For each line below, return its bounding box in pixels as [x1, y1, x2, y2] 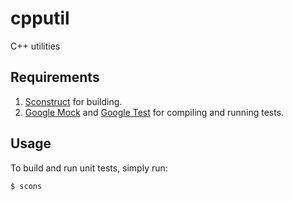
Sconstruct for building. [24, 95, 123, 107]
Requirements [10, 69, 100, 86]
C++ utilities [10, 40, 61, 52]
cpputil [10, 7, 70, 30]
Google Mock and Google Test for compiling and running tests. [24, 106, 285, 118]
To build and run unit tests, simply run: [10, 162, 168, 174]
